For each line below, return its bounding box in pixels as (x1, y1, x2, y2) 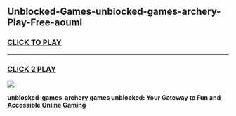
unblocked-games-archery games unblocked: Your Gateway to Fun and (7, 93, 221, 101)
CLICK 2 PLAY (7, 64, 56, 74)
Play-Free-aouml (7, 17, 83, 29)
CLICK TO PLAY (7, 38, 62, 48)
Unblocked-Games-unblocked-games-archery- (7, 6, 221, 18)
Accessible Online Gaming (7, 101, 86, 109)
